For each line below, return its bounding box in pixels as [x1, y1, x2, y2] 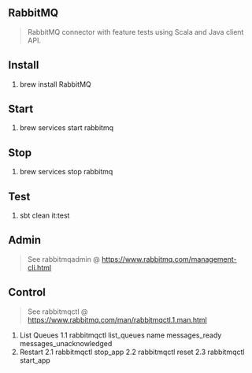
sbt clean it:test [19, 211, 70, 220]
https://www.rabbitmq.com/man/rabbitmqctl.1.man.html [27, 315, 207, 324]
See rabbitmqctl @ [27, 307, 88, 316]
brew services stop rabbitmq [19, 167, 113, 177]
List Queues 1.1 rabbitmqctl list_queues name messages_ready [19, 330, 222, 340]
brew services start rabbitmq [19, 123, 114, 132]
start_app [19, 355, 51, 365]
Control [8, 285, 46, 299]
